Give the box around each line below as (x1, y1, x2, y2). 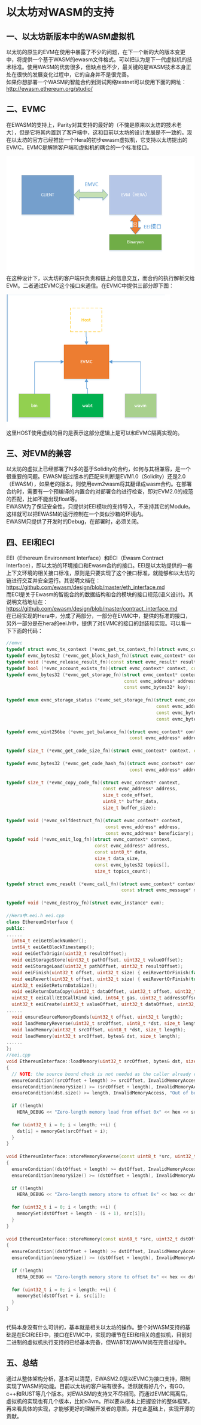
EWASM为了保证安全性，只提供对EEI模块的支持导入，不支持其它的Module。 (6, 503, 194, 510)
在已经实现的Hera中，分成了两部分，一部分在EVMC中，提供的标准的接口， (6, 612, 191, 620)
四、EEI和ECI (6, 537, 55, 548)
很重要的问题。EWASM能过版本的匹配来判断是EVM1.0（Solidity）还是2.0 (6, 473, 186, 480)
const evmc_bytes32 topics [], (95, 862, 170, 868)
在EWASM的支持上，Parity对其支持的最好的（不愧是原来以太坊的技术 (6, 121, 177, 128)
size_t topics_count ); (95, 868, 151, 874)
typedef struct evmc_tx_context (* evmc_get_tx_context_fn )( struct (6, 647, 175, 653)
